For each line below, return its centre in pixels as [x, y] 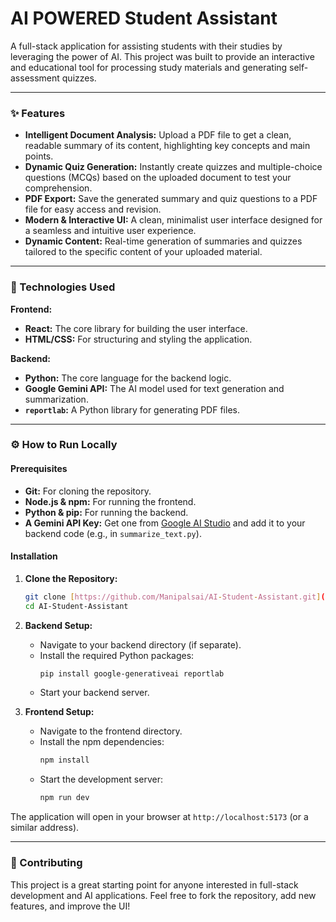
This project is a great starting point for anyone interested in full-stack [154, 884]
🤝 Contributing [46, 863]
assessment [35, 78]
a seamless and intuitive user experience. [110, 231]
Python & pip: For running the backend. [106, 512]
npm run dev [64, 798]
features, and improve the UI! [70, 906]
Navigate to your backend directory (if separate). [140, 644]
